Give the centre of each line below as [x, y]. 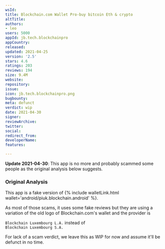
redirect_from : [21, 136]
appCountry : [17, 43]
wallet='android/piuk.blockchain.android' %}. [52, 198]
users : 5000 [17, 33]
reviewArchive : [21, 121]
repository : [17, 84]
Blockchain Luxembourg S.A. [34, 228]
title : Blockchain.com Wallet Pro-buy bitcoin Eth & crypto [69, 15]
